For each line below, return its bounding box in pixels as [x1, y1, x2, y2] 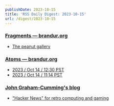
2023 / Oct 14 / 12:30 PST [12, 66, 65, 72]
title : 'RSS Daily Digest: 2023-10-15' [5, 12, 87, 17]
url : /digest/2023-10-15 [5, 16, 56, 21]
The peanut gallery [12, 43, 50, 49]
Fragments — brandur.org [5, 32, 68, 39]
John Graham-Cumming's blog [5, 84, 80, 91]
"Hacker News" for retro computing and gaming [12, 95, 109, 101]
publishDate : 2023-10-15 [5, 7, 56, 12]
